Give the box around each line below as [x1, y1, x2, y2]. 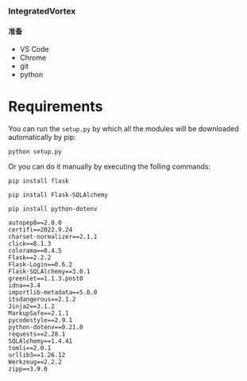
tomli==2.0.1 [8, 344, 52, 352]
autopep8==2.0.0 [8, 219, 62, 227]
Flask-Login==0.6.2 [8, 261, 73, 269]
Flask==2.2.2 [8, 254, 52, 262]
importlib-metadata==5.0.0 [8, 289, 98, 297]
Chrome [19, 53, 47, 63]
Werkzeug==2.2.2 [8, 358, 62, 367]
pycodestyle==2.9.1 [8, 317, 73, 325]
